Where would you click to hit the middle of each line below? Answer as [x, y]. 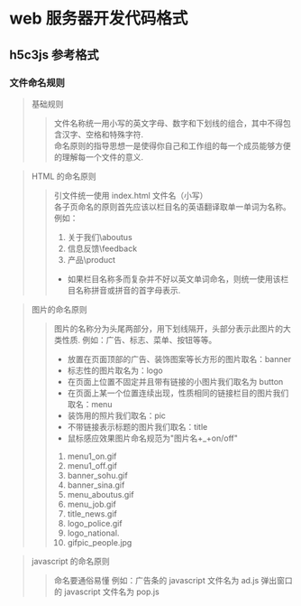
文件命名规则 [37, 82]
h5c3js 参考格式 [54, 55]
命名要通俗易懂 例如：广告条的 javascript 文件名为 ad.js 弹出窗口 [173, 580]
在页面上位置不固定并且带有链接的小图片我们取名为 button [175, 381]
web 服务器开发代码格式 [99, 19]
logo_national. [93, 533]
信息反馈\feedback [102, 248]
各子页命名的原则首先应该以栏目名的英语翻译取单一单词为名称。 [172, 206]
